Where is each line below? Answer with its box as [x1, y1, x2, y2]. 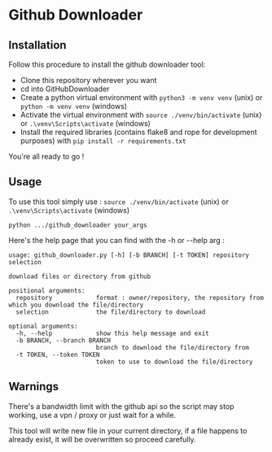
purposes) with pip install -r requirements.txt [20, 136, 186, 146]
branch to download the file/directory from [95, 343, 250, 351]
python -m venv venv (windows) [20, 102, 128, 111]
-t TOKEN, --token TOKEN [15, 350, 100, 359]
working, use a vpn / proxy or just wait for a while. [8, 410, 177, 419]
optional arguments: [8, 322, 79, 330]
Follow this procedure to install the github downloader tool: [8, 59, 206, 69]
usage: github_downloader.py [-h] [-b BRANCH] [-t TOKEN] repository [8, 250, 250, 259]
